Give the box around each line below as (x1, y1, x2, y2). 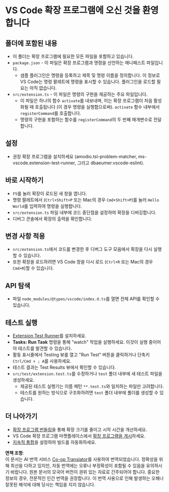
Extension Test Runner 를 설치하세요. (12, 333, 87, 339)
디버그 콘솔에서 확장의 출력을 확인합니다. (12, 215, 92, 221)
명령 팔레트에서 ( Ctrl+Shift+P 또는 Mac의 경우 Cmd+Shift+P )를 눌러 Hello (12, 197, 159, 203)
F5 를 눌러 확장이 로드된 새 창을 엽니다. (12, 190, 87, 196)
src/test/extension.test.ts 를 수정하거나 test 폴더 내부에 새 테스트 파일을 (12, 371, 162, 377)
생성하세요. (12, 377, 35, 383)
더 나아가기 (5, 412, 38, 421)
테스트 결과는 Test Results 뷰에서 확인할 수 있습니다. (12, 365, 116, 371)
